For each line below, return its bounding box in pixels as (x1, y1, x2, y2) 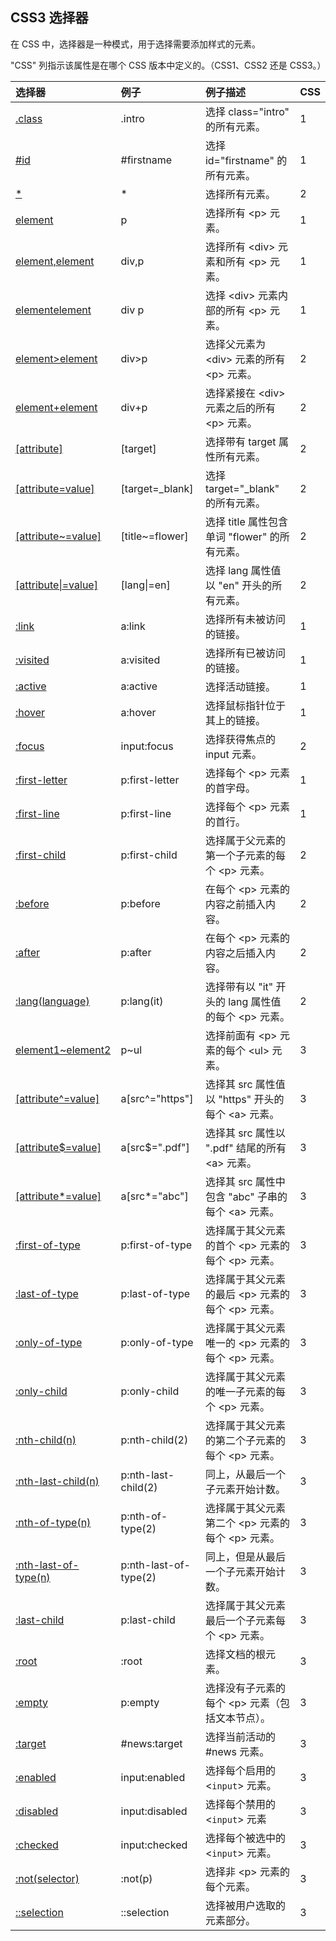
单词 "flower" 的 (204, 529, 280, 543)
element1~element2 (15, 1043, 112, 1057)
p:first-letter (120, 773, 180, 787)
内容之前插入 (204, 897, 266, 911)
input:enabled (120, 1770, 186, 1784)
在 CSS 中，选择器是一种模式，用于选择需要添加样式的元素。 (10, 38, 262, 50)
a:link (120, 619, 146, 633)
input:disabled (120, 1804, 188, 1818)
